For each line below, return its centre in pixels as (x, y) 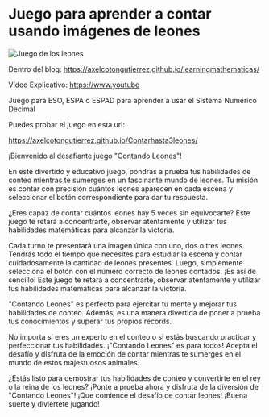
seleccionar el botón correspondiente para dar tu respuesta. (108, 197)
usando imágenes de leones (104, 31)
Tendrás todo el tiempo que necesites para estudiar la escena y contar (126, 254)
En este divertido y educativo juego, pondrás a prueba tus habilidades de (130, 171)
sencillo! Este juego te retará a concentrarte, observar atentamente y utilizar (134, 280)
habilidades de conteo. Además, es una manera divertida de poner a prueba (134, 312)
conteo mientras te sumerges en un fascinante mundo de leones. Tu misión (133, 180)
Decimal (22, 109)
